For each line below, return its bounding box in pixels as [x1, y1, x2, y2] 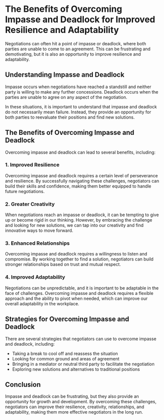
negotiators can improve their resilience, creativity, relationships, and [5, 404, 144, 410]
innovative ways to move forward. [5, 227, 73, 233]
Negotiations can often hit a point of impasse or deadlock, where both [5, 40, 146, 46]
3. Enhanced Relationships [5, 240, 70, 247]
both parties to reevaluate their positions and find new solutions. [5, 114, 135, 120]
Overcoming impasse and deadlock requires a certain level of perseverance [5, 172, 158, 178]
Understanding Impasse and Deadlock [5, 70, 125, 79]
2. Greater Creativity [5, 200, 55, 207]
